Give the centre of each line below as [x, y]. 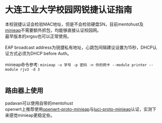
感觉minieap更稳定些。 [32, 115]
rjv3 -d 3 [30, 69]
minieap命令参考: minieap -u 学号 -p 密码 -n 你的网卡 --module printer [76, 64]
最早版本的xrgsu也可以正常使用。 [38, 36]
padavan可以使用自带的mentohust [39, 103]
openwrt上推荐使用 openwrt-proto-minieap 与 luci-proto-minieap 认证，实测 [79, 109]
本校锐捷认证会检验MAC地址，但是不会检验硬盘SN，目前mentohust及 [74, 24]
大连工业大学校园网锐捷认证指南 [69, 10]
